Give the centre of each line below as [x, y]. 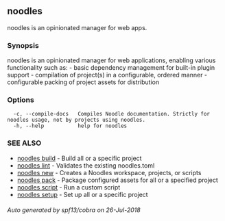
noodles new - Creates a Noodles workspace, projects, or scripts [109, 172]
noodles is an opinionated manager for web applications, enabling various [111, 60]
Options [21, 100]
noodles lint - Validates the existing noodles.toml [86, 165]
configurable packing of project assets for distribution [83, 82]
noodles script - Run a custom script [69, 187]
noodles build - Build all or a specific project [79, 158]
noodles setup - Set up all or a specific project [83, 194]
